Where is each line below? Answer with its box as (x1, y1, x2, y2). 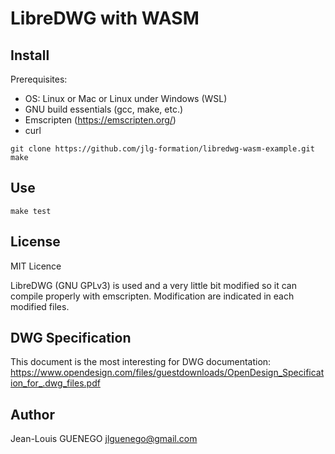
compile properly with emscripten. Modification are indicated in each (10, 290, 295, 302)
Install (10, 47, 50, 64)
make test (10, 206, 52, 216)
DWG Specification (10, 330, 132, 347)
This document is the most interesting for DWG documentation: (10, 356, 272, 368)
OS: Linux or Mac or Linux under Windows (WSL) (24, 93, 228, 104)
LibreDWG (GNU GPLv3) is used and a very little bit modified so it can (10, 279, 297, 291)
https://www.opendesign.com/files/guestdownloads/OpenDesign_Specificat (10, 367, 325, 379)
